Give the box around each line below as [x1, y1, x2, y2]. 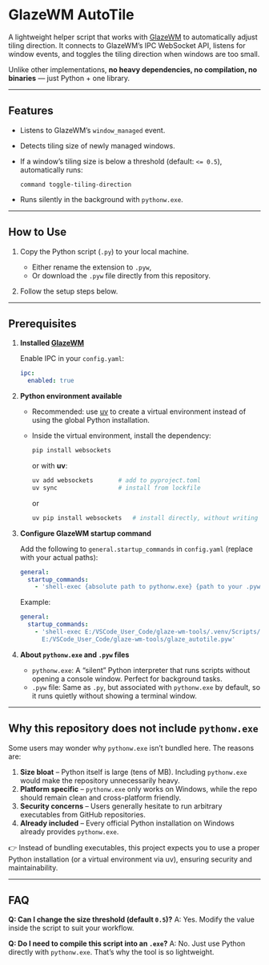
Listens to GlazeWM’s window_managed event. [19, 125, 166, 135]
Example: [19, 598, 51, 607]
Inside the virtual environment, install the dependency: [31, 431, 211, 440]
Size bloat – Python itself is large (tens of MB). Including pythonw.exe [19, 767, 247, 776]
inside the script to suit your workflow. [8, 923, 134, 933]
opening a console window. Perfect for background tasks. [31, 674, 223, 683]
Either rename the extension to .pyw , [31, 262, 152, 272]
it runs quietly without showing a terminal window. [31, 691, 198, 700]
